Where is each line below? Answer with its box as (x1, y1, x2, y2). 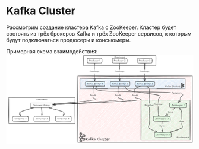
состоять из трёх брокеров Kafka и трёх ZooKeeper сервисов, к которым (6, 30, 192, 37)
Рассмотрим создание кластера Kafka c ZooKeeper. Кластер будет (6, 24, 176, 31)
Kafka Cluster (6, 4, 76, 18)
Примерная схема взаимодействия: (6, 47, 98, 55)
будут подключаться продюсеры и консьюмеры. (6, 36, 131, 43)
